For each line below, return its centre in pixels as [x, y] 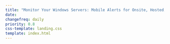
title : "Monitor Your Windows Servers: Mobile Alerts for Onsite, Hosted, [86, 10]
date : [11, 15]
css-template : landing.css [34, 29]
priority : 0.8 [20, 24]
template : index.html [28, 33]
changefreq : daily [25, 19]
